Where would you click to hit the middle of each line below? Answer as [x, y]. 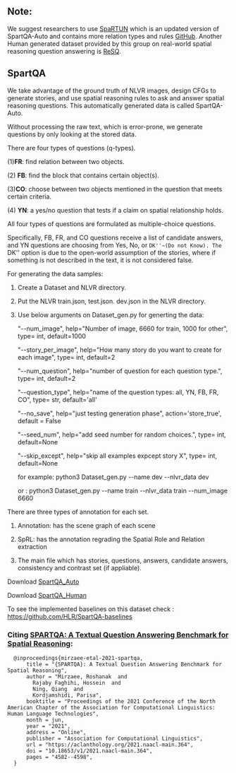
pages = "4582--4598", [59, 757]
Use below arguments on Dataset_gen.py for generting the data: [111, 314]
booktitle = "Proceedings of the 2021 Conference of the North [121, 701]
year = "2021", [48, 726]
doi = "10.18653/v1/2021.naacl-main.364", [89, 751]
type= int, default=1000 [52, 336]
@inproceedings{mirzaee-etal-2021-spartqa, [78, 658]
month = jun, [45, 720]
